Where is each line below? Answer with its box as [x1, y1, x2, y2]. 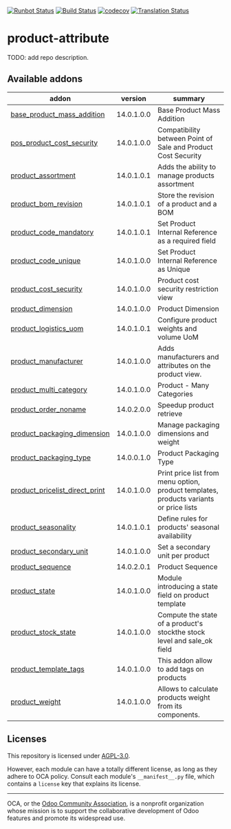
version [121, 94, 146, 103]
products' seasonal [157, 522, 220, 532]
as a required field [157, 236, 217, 246]
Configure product [157, 315, 217, 325]
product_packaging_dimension [10, 429, 110, 438]
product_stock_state [10, 627, 76, 636]
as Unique [157, 264, 190, 274]
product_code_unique [10, 255, 81, 265]
